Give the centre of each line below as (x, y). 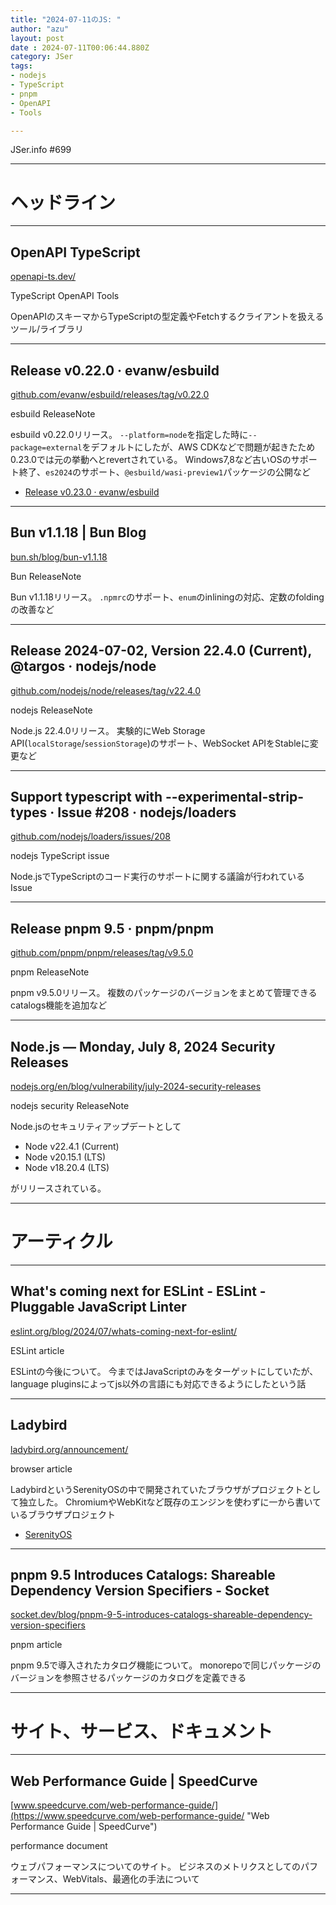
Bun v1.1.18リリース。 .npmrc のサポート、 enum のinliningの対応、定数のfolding (167, 597)
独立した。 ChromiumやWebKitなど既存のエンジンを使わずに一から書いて (170, 1502)
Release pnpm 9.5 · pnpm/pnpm (112, 928)
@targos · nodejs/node (83, 666)
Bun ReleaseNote (46, 576)
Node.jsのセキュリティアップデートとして (96, 1126)
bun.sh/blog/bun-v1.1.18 (59, 557)
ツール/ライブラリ (47, 329)
